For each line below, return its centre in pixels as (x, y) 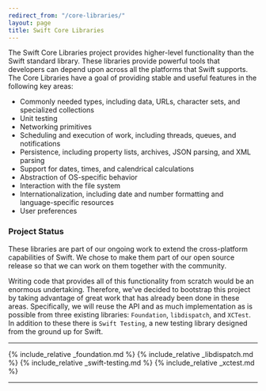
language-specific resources (67, 203)
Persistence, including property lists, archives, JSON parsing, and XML (135, 152)
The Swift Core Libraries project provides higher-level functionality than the (131, 53)
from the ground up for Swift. (56, 331)
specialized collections (57, 110)
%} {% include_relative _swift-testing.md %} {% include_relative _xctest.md (131, 363)
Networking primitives (56, 127)
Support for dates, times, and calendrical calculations (107, 169)
